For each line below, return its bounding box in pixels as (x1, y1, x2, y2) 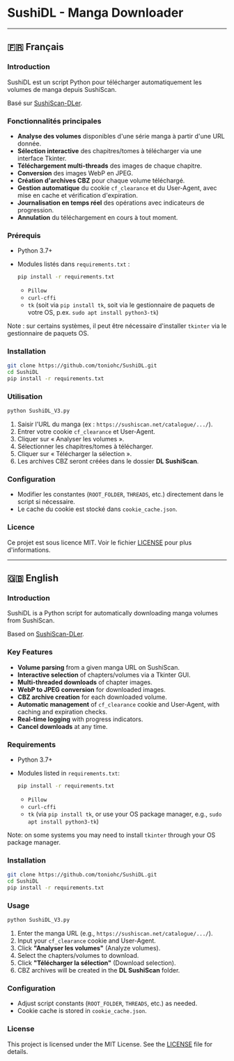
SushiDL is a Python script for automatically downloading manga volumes (7, 609, 218, 618)
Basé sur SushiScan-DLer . (7, 99, 83, 107)
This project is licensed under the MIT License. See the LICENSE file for (7, 1039, 213, 1048)
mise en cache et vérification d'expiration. (17, 191, 138, 199)
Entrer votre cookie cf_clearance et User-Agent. (17, 427, 155, 436)
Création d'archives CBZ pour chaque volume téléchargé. (17, 176, 185, 184)
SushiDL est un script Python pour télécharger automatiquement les (7, 78, 202, 86)
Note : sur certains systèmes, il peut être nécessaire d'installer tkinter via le (7, 322, 227, 330)
